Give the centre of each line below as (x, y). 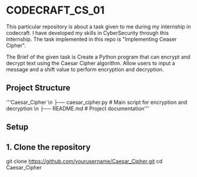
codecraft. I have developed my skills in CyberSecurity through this (88, 32)
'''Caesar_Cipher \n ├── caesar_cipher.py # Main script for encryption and (97, 102)
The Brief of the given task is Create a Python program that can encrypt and (98, 57)
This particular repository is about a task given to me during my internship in (98, 27)
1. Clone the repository (49, 147)
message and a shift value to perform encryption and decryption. (85, 69)
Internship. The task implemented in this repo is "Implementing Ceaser (91, 39)
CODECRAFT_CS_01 (55, 10)
